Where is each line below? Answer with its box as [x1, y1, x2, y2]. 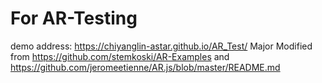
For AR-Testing [10, 7, 138, 30]
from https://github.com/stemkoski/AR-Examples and [10, 50, 230, 62]
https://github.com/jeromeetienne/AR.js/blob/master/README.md [10, 61, 281, 73]
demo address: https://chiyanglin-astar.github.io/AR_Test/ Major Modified [10, 40, 313, 52]
